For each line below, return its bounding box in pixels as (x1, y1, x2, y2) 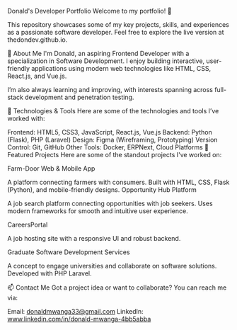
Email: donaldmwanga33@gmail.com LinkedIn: (7, 307, 144, 315)
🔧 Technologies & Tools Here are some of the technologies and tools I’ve (7, 107, 219, 115)
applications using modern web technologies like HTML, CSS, (31, 64, 212, 72)
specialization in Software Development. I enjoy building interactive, (7, 57, 205, 65)
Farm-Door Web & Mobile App (7, 164, 96, 173)
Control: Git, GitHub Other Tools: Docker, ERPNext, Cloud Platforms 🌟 (7, 143, 209, 152)
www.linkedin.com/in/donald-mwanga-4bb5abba (7, 315, 151, 323)
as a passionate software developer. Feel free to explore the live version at (7, 28, 224, 36)
